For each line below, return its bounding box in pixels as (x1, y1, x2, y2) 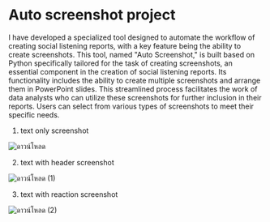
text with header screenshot (19, 157, 115, 167)
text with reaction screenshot (19, 189, 118, 199)
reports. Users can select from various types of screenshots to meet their (8, 101, 254, 111)
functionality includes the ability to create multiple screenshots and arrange (8, 75, 261, 85)
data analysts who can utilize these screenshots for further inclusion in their (8, 92, 262, 102)
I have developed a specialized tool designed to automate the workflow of (8, 32, 255, 42)
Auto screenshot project (8, 6, 176, 24)
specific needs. (8, 109, 60, 119)
